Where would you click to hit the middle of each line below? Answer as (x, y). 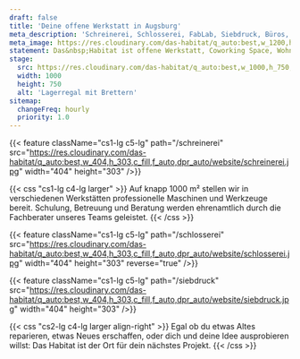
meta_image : (31, 43)
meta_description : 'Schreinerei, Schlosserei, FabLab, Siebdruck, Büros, (150, 34)
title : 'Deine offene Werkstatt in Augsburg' (95, 26)
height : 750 (40, 84)
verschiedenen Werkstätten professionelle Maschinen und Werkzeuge (138, 199)
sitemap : (25, 101)
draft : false (33, 17)
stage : (21, 59)
